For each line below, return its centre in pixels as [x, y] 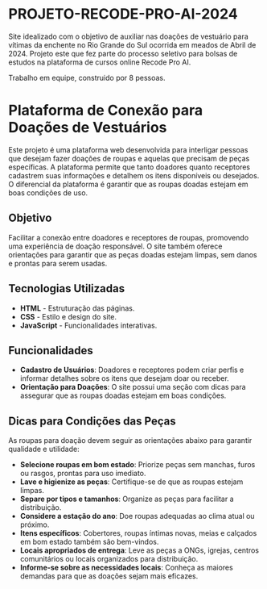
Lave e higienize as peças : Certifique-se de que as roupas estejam [131, 482]
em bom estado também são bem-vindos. [89, 542]
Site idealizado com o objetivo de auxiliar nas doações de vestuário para [129, 36]
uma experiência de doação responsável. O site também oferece [115, 246]
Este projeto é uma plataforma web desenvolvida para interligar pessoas [128, 149]
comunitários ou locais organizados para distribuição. [109, 559]
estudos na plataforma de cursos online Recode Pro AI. [100, 62]
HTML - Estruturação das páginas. [77, 308]
